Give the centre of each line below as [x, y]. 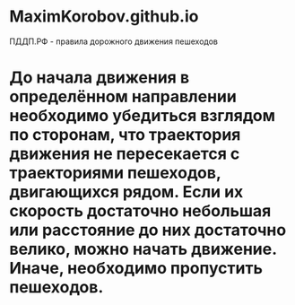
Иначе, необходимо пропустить [136, 269]
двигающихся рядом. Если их [126, 192]
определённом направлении [123, 97]
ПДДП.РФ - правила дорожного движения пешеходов [113, 41]
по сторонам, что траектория [125, 135]
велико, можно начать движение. [143, 249]
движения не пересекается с [125, 154]
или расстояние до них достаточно [148, 230]
